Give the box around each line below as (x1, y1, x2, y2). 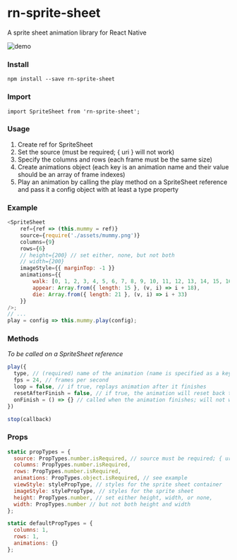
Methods (7, 334, 39, 343)
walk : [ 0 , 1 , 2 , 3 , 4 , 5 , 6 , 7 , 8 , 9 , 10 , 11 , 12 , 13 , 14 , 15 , (32, 278, 223, 285)
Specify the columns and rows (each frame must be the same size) (17, 155, 213, 164)
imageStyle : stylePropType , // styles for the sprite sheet (13, 487, 194, 494)
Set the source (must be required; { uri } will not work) (17, 147, 175, 156)
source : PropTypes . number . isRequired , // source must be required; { (13, 455, 222, 462)
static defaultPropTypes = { (7, 520, 93, 527)
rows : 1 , (13, 533, 39, 540)
